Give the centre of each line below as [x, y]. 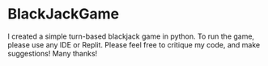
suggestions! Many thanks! [53, 53]
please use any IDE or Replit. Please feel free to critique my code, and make [134, 44]
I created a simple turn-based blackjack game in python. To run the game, [131, 36]
